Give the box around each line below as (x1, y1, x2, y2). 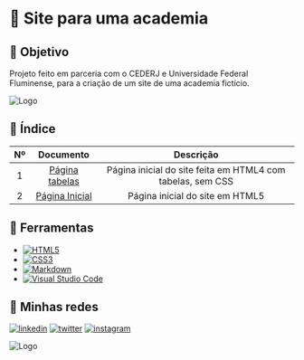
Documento (37, 148, 90, 161)
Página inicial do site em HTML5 (128, 189, 265, 202)
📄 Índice (9, 121, 56, 137)
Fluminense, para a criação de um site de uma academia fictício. (9, 78, 251, 89)
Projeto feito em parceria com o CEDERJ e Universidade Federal (9, 68, 249, 79)
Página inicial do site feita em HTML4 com (107, 163, 286, 175)
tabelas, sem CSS (158, 175, 233, 187)
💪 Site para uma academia (9, 8, 209, 29)
